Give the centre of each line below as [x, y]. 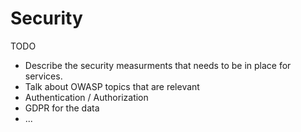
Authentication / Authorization [86, 97]
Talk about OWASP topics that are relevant [112, 86]
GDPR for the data [62, 108]
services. [43, 76]
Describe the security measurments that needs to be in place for [158, 65]
